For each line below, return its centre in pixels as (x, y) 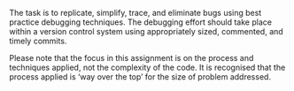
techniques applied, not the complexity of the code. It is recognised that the (147, 67)
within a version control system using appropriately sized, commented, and (146, 31)
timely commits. (38, 41)
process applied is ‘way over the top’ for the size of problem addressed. (140, 77)
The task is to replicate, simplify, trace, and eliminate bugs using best (135, 13)
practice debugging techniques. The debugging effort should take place (141, 22)
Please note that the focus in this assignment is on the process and (132, 58)
